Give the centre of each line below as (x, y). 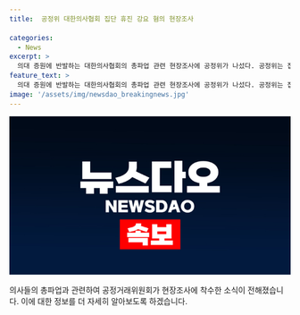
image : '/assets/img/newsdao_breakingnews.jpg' (100, 94)
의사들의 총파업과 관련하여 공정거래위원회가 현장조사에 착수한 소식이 (127, 290)
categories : (31, 38)
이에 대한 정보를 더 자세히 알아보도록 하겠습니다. (104, 302)
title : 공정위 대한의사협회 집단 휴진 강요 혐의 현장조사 (101, 19)
